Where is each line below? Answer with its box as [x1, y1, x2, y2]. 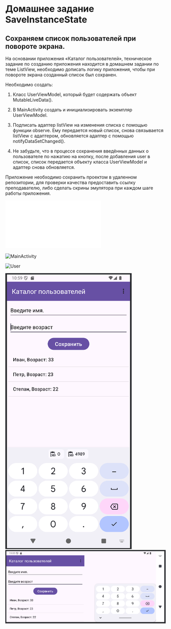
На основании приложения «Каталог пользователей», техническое [5, 55, 152, 62]
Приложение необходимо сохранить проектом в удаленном [5, 174, 137, 180]
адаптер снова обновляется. [12, 164, 75, 170]
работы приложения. [5, 190, 51, 196]
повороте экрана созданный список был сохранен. [5, 72, 118, 78]
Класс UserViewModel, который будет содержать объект [12, 92, 137, 97]
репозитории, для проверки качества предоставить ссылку [5, 179, 136, 186]
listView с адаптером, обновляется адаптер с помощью [12, 133, 134, 139]
